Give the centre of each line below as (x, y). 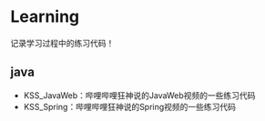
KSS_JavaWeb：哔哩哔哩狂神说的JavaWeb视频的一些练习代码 (139, 95)
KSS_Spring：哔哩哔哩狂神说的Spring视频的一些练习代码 (129, 106)
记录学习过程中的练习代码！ (62, 43)
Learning (45, 17)
